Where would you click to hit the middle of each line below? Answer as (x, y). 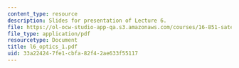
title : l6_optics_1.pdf (43, 47)
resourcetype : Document (43, 40)
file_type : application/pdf (49, 34)
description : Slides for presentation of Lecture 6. (87, 21)
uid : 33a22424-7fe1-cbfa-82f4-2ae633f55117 (73, 54)
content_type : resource (43, 14)
